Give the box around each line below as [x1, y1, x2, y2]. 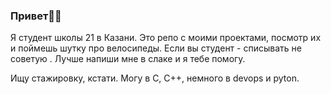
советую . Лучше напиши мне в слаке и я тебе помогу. [10, 53, 246, 65]
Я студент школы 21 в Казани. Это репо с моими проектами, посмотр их [10, 32, 322, 44]
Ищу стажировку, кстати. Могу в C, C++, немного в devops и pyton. [10, 72, 300, 84]
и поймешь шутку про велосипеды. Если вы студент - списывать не [10, 42, 302, 54]
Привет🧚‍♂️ [10, 9, 62, 23]
